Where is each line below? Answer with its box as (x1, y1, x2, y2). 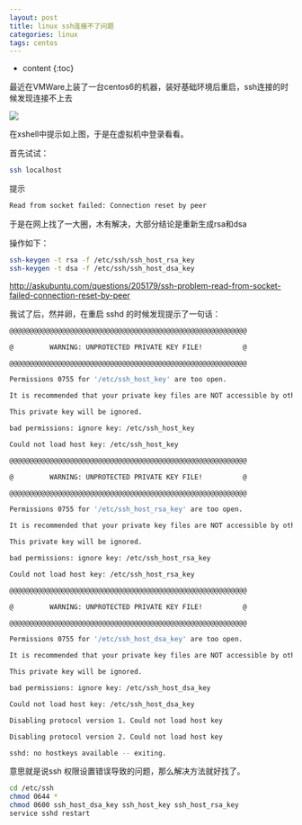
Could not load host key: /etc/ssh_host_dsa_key (9, 699, 195, 709)
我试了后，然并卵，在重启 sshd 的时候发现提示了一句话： (9, 308, 221, 319)
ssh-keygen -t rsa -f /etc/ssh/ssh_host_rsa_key (9, 256, 195, 265)
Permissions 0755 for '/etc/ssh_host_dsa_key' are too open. (9, 635, 244, 644)
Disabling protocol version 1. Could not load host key (9, 716, 223, 725)
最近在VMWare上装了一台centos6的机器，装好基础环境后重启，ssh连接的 (9, 82, 281, 93)
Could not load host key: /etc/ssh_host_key (9, 440, 179, 449)
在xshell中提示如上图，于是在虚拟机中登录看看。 (9, 129, 189, 139)
